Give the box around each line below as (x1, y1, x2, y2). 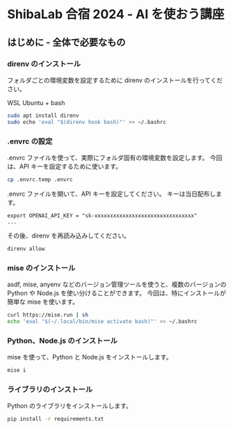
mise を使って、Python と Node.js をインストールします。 (7, 353, 172, 361)
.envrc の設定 (7, 136, 53, 146)
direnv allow (7, 245, 45, 252)
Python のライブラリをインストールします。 (7, 402, 132, 410)
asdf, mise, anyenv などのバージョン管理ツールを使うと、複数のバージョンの (7, 280, 227, 288)
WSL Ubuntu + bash (7, 98, 65, 107)
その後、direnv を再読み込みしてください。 (7, 231, 131, 240)
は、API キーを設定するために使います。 (7, 162, 122, 171)
